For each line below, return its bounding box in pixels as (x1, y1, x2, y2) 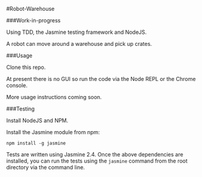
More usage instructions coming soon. (6, 94, 102, 100)
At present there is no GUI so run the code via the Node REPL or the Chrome (6, 76, 196, 82)
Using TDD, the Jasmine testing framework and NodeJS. (6, 28, 147, 36)
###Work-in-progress (6, 17, 61, 24)
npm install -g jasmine (6, 140, 66, 146)
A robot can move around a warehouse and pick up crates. (6, 40, 153, 47)
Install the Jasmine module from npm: (6, 129, 100, 135)
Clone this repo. (6, 63, 46, 71)
